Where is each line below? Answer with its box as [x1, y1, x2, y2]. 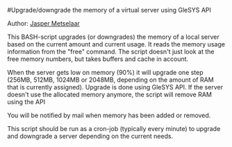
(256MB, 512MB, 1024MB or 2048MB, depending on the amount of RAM [7, 76, 214, 84]
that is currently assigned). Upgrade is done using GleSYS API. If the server [7, 83, 224, 91]
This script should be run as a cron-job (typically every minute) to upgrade [7, 125, 221, 132]
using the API [7, 98, 46, 106]
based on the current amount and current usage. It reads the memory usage [7, 40, 226, 48]
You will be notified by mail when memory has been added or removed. [7, 111, 211, 119]
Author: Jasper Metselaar [7, 19, 80, 27]
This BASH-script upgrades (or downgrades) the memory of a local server [7, 33, 220, 41]
